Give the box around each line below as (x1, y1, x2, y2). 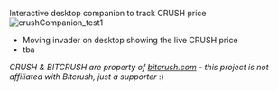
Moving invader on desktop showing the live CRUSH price (22, 35, 238, 45)
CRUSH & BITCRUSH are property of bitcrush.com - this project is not (9, 62, 269, 72)
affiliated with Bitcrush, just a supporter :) (9, 71, 164, 82)
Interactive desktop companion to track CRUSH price (9, 8, 207, 18)
